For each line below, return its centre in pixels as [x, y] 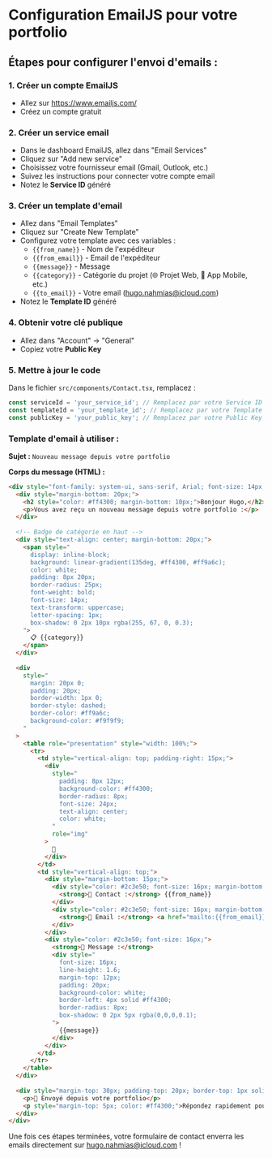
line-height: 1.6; [90, 970]
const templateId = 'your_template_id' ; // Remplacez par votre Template [136, 410]
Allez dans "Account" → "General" [77, 340]
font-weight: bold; [62, 593]
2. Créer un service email [59, 132]
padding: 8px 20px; [62, 577]
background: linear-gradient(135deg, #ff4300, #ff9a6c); [128, 562]
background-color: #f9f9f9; [77, 721]
